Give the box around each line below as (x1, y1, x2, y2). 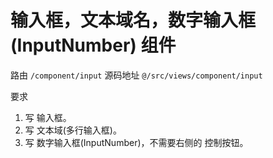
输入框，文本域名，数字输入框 (10, 9, 257, 32)
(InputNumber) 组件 (10, 34, 177, 57)
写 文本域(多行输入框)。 (24, 124, 122, 136)
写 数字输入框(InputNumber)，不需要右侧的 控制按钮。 (24, 136, 249, 148)
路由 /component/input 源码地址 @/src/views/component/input (10, 69, 263, 81)
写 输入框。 (24, 111, 72, 123)
